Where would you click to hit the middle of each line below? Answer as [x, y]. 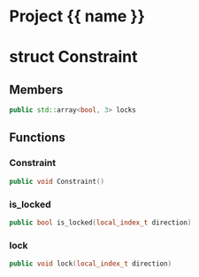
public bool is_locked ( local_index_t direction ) [100, 222]
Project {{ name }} [77, 16]
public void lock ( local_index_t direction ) [91, 264]
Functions [38, 138]
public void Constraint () [57, 181]
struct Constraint [73, 57]
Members [36, 89]
